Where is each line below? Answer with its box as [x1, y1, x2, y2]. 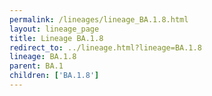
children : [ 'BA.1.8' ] [9, 71, 100, 81]
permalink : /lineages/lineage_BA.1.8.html [9, 14, 189, 25]
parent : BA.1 [9, 61, 64, 71]
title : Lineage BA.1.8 [9, 33, 104, 43]
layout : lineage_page [9, 24, 100, 34]
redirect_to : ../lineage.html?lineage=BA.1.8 [9, 42, 202, 53]
